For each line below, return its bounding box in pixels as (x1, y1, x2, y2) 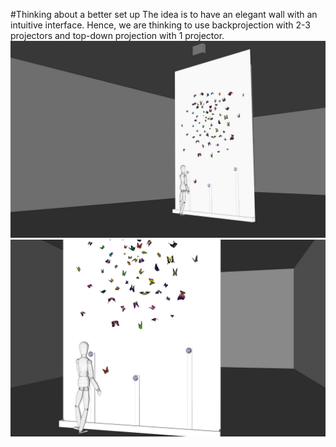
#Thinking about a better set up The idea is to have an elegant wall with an (10, 9, 318, 20)
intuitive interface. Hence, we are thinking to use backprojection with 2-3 (10, 19, 311, 31)
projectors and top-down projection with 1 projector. (10, 30, 225, 41)
